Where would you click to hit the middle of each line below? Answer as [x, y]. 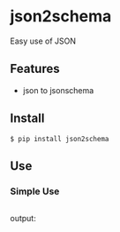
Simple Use [35, 191]
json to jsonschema [58, 90]
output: [23, 219]
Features [35, 69]
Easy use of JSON [43, 41]
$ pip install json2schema [60, 139]
